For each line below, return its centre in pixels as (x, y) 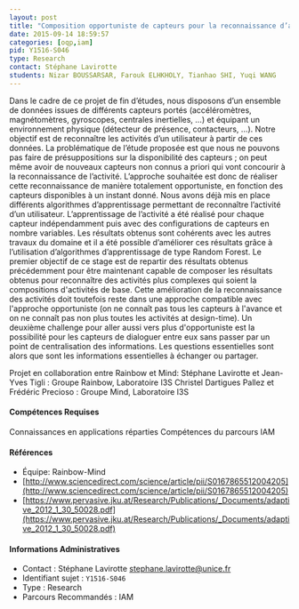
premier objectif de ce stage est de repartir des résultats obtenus (129, 261)
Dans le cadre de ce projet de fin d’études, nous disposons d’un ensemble (145, 100)
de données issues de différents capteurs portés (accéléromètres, (130, 110)
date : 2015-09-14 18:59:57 (59, 34)
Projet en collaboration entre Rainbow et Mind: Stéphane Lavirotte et (134, 373)
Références (31, 452)
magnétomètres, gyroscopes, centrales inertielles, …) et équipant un (135, 119)
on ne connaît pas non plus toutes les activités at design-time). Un (131, 317)
